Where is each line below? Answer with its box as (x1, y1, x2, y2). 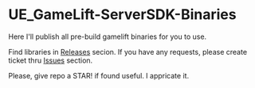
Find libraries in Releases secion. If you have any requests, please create (8, 47, 248, 56)
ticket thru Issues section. (8, 55, 93, 65)
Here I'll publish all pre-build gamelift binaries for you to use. (8, 32, 207, 41)
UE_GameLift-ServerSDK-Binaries (8, 6, 237, 24)
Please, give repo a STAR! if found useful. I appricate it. (8, 71, 190, 80)
